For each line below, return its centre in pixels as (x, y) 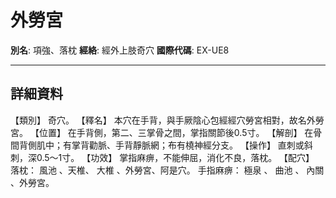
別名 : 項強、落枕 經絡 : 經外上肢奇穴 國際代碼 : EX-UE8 (120, 50)
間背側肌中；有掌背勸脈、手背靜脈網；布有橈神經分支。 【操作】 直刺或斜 (161, 145)
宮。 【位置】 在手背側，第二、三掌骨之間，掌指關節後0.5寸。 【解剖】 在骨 (166, 132)
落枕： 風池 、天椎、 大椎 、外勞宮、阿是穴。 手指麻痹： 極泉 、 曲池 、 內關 (167, 170)
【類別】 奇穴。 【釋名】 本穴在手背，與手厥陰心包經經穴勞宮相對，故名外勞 (167, 120)
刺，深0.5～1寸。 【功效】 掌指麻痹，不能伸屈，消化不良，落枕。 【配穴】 (162, 157)
